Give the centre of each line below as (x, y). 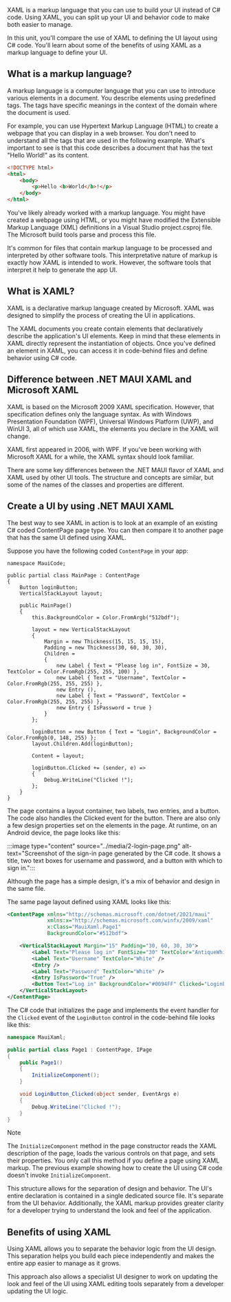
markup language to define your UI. (57, 52)
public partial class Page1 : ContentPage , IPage (80, 1050)
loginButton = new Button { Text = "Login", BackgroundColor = (124, 731)
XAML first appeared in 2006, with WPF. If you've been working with (104, 449)
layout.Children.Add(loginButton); (83, 744)
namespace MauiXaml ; (37, 1037)
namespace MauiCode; (37, 563)
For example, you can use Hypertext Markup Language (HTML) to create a (113, 126)
